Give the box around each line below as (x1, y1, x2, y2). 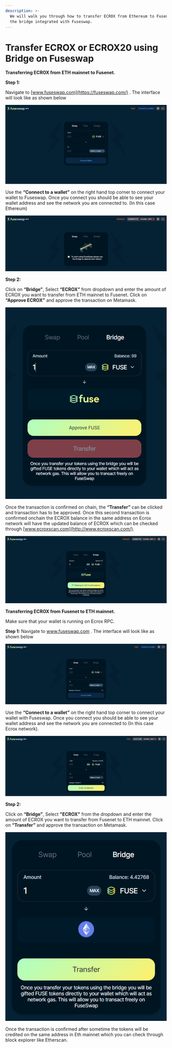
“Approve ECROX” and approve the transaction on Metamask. (5, 297, 137, 303)
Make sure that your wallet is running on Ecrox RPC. (5, 618, 115, 624)
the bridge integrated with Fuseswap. (10, 19, 93, 24)
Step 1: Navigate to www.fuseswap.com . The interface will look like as (5, 628, 155, 635)
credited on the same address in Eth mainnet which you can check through (5, 1031, 164, 1037)
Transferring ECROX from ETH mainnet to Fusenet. (5, 70, 115, 76)
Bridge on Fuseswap (5, 53, 94, 64)
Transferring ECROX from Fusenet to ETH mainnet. (5, 608, 115, 615)
